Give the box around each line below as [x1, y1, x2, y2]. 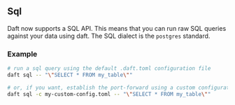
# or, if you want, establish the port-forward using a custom [7, 84, 196, 91]
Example [7, 49, 38, 59]
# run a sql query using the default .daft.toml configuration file [7, 65, 211, 72]
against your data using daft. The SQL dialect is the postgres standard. [7, 31, 211, 40]
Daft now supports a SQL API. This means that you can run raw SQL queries [7, 24, 227, 32]
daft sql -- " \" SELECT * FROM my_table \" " [7, 71, 133, 78]
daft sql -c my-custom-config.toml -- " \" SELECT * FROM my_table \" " [7, 90, 211, 97]
